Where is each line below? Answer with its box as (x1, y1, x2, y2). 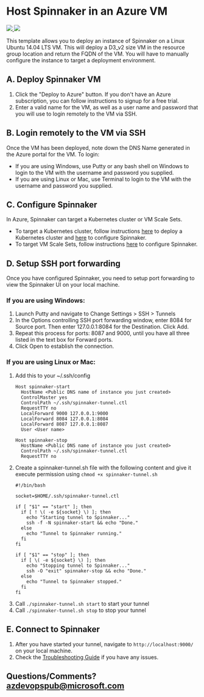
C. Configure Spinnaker (6, 199, 97, 210)
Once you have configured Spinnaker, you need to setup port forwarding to (6, 275, 195, 282)
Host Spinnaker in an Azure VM (6, 4, 168, 18)
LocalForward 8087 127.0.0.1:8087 (21, 421, 108, 427)
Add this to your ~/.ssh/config (15, 372, 91, 379)
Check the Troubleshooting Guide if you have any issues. (15, 653, 159, 661)
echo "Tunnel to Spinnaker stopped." (26, 578, 122, 585)
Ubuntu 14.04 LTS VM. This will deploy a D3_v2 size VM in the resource (6, 43, 185, 51)
